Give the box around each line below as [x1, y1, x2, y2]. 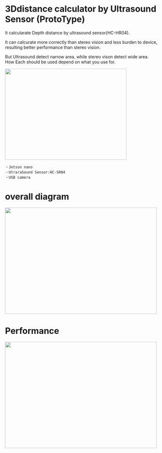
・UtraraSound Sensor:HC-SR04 [5, 170, 65, 174]
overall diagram [5, 191, 69, 202]
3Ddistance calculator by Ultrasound [5, 3, 157, 15]
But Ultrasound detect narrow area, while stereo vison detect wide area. [5, 53, 149, 59]
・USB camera [5, 175, 31, 180]
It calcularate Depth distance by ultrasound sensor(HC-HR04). [5, 30, 130, 35]
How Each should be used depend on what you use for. [5, 59, 116, 65]
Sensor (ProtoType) [5, 14, 85, 25]
